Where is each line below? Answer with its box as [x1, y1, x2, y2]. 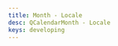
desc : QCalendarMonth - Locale [8, 19, 111, 27]
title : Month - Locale [8, 11, 83, 19]
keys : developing [8, 26, 65, 34]
